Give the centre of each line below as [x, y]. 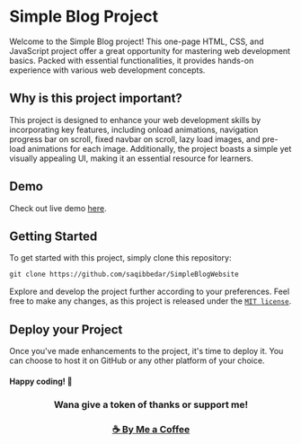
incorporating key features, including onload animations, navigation [134, 129]
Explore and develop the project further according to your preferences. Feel [150, 292]
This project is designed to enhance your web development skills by [135, 120]
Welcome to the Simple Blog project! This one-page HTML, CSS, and [137, 41]
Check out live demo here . [58, 208]
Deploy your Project [66, 329]
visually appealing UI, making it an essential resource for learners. [131, 158]
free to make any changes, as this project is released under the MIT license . [150, 301]
